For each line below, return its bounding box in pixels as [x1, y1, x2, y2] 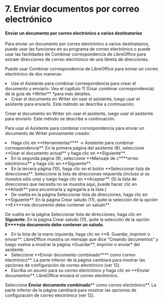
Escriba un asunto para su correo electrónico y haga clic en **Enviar [11, 267, 150, 273]
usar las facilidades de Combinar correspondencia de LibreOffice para [5, 51, 146, 57]
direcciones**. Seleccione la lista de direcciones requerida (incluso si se [5, 171, 150, 177]
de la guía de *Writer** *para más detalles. [5, 91, 91, 97]
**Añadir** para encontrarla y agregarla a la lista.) [5, 187, 107, 192]
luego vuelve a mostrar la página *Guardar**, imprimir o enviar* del [5, 242, 140, 247]
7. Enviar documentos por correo [5, 3, 140, 15]
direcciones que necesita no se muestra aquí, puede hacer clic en [5, 181, 137, 187]
